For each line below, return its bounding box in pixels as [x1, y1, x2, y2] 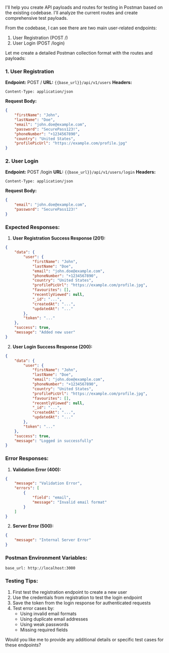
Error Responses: [5, 455, 49, 462]
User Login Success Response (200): [12, 343, 92, 350]
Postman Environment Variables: [5, 554, 87, 561]
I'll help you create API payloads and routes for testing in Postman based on [5, 5, 163, 10]
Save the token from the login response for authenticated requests [12, 600, 151, 606]
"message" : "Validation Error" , [14, 481, 82, 486]
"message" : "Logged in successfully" [14, 438, 94, 443]
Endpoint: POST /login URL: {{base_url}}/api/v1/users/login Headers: [5, 169, 156, 175]
